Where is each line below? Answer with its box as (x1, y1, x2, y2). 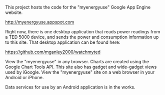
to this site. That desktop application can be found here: (5, 39, 120, 45)
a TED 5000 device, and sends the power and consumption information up (5, 34, 159, 40)
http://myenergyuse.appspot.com (5, 19, 74, 25)
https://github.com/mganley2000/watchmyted (5, 49, 101, 55)
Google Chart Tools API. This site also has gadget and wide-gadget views (5, 64, 157, 70)
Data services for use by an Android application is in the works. (5, 84, 136, 90)
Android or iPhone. (5, 75, 44, 80)
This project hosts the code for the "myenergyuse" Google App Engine (5, 4, 151, 10)
